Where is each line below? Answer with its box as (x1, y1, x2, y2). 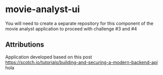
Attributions (5, 41, 45, 49)
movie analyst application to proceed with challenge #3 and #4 (5, 25, 137, 31)
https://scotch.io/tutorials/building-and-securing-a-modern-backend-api (5, 59, 158, 65)
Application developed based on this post (5, 54, 92, 60)
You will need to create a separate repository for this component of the (5, 20, 154, 26)
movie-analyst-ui (5, 4, 80, 15)
